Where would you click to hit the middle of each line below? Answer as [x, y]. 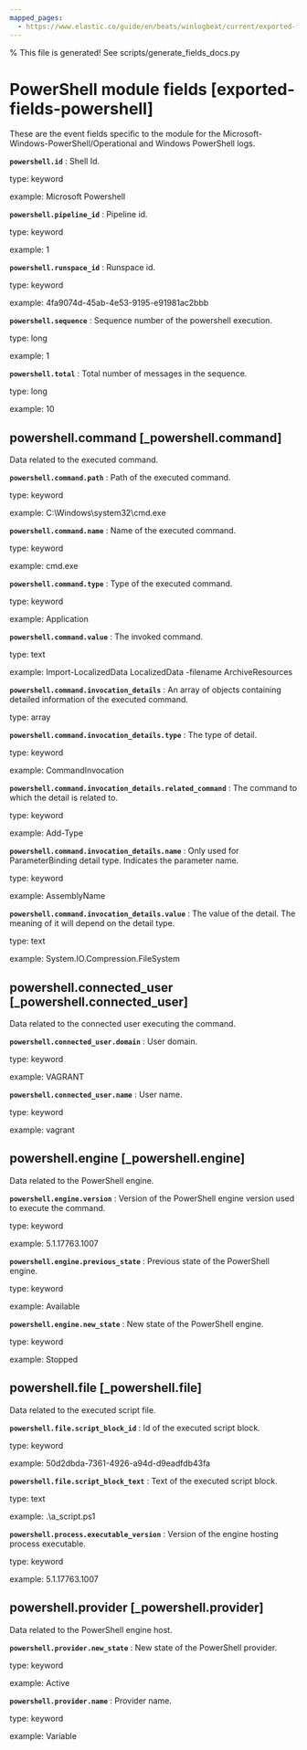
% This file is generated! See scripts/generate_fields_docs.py [125, 52]
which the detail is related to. [64, 798]
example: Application [49, 619]
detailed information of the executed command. [99, 700]
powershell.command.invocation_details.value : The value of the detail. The [153, 913]
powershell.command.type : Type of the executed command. [121, 584]
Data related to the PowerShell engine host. [91, 1629]
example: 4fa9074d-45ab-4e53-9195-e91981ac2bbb [109, 303]
